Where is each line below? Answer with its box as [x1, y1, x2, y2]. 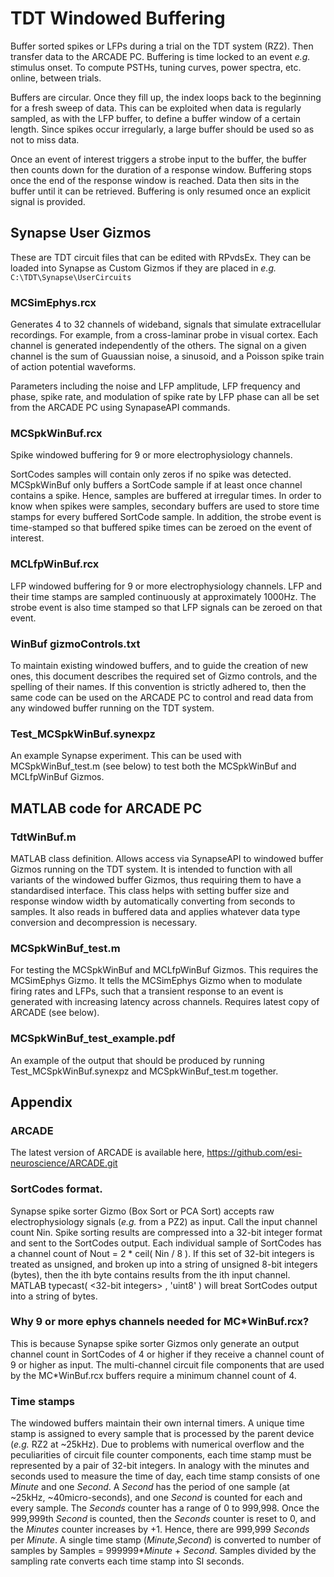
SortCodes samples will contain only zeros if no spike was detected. [10, 468, 292, 481]
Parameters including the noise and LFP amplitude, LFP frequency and [10, 380, 301, 392]
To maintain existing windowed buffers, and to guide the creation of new [10, 659, 309, 671]
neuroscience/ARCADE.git [10, 1157, 118, 1169]
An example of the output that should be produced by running [10, 1054, 265, 1066]
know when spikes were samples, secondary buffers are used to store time [10, 500, 320, 512]
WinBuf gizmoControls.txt [10, 637, 141, 651]
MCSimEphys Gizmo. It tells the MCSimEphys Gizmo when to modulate [10, 975, 303, 987]
